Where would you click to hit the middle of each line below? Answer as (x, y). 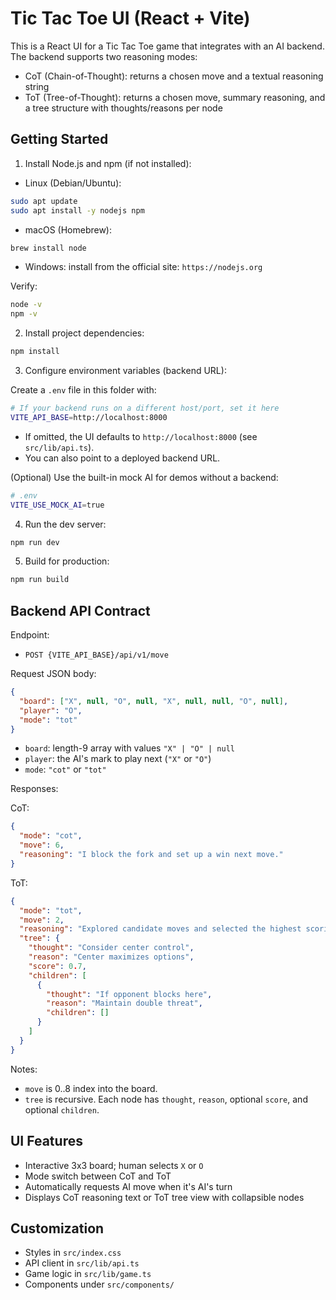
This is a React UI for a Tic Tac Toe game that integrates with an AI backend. (167, 46)
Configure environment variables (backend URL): (125, 370)
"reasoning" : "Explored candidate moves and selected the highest (160, 929)
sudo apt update (44, 201)
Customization (57, 1228)
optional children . (62, 1109)
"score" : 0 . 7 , (57, 966)
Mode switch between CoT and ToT (98, 1176)
